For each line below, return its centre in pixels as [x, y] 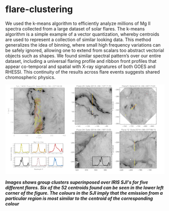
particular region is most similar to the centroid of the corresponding [79, 198]
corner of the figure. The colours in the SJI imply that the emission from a [84, 193]
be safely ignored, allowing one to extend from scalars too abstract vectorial [85, 50]
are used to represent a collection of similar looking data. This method [78, 40]
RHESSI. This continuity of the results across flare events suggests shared [83, 72]
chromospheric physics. [30, 77]
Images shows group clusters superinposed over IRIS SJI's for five [77, 182]
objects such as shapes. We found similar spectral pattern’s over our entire [83, 56]
